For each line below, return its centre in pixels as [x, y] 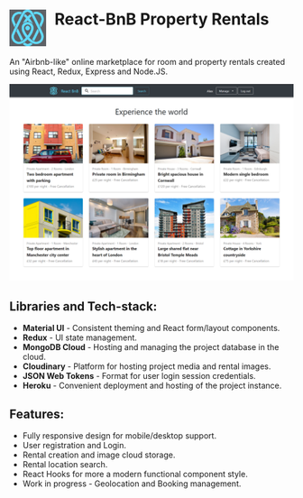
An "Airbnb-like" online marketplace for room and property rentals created [147, 61]
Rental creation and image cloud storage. [99, 455]
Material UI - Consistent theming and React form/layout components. [151, 328]
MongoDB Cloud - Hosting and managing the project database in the [151, 347]
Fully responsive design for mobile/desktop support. [119, 436]
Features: [37, 414]
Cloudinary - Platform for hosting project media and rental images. [147, 366]
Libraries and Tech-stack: [83, 306]
